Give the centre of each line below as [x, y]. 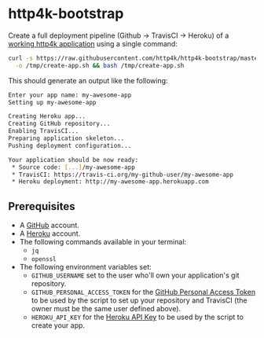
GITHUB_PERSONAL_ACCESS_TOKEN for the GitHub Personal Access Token [143, 292]
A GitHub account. [49, 226]
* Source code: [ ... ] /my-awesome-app [73, 167]
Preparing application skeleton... [66, 138]
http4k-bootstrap [66, 14]
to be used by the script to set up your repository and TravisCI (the [139, 300]
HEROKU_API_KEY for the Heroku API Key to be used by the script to [137, 317]
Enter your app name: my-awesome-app [70, 95]
